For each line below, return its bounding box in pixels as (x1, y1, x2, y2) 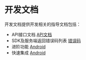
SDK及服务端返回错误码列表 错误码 (11, 37, 81, 44)
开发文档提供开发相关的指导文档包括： (4, 21, 81, 27)
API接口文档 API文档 (11, 31, 52, 37)
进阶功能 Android (11, 44, 46, 49)
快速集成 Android (11, 49, 46, 56)
